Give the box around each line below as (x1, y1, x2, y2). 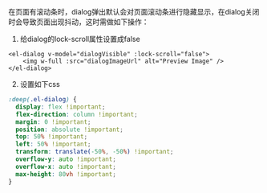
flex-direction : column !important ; (15, 110, 138, 118)
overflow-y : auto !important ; (15, 155, 116, 163)
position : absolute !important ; (15, 125, 124, 133)
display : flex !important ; (15, 103, 106, 111)
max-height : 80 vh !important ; (15, 170, 116, 179)
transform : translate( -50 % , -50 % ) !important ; (15, 148, 174, 156)
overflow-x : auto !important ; (15, 162, 116, 170)
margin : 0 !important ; (15, 117, 91, 126)
